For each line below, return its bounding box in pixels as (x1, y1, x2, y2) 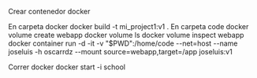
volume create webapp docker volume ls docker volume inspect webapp (8, 31, 244, 39)
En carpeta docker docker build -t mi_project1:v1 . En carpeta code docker (8, 22, 249, 31)
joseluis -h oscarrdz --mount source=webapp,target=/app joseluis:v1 (8, 47, 233, 56)
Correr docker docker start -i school (8, 62, 126, 72)
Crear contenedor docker (8, 7, 91, 16)
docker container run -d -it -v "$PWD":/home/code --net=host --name (8, 39, 238, 48)
